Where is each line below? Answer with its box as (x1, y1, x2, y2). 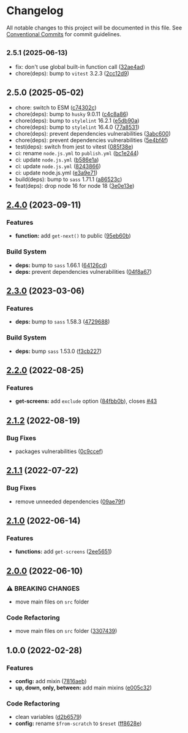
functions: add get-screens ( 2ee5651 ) (15, 548, 112, 556)
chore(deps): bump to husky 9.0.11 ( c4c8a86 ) (15, 110, 129, 117)
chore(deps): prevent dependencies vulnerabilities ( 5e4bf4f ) (15, 136, 168, 144)
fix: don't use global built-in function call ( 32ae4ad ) (15, 63, 146, 71)
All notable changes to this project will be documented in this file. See (6, 24, 182, 31)
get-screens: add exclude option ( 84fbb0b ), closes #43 (15, 397, 157, 405)
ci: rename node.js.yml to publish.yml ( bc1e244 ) (15, 149, 139, 157)
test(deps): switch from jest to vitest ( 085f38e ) (15, 142, 133, 150)
